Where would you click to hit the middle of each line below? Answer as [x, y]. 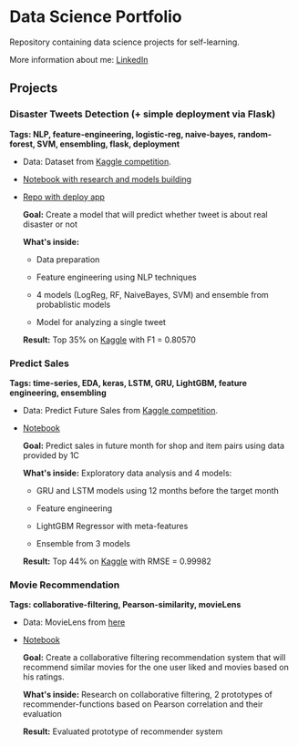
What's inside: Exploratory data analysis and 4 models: [127, 473]
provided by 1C [51, 455]
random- [254, 134]
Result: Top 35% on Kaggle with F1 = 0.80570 [109, 340]
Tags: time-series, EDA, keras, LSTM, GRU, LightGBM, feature [128, 383]
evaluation [42, 714]
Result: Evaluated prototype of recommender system [123, 731]
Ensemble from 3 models [83, 543]
